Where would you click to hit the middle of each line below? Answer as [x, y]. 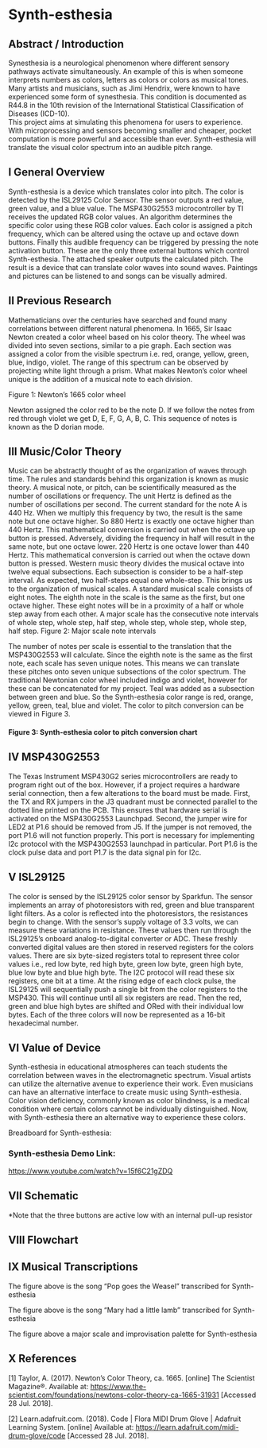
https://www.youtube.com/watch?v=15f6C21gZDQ [91, 1171]
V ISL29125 [37, 877]
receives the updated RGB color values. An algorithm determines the [120, 217]
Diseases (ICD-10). [39, 114]
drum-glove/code [37, 1435]
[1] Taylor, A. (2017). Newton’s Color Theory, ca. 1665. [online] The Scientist [132, 1378]
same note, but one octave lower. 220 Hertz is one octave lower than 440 [129, 546]
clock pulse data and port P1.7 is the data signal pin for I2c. [105, 852]
